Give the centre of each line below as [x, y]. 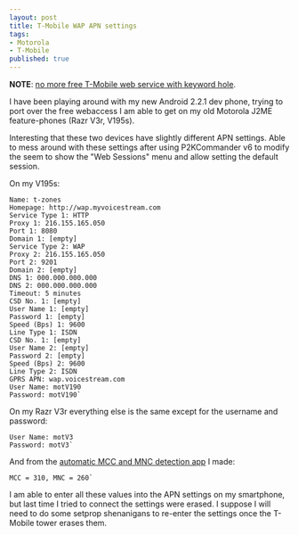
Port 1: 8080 [33, 231]
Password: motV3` [41, 445]
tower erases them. [72, 523]
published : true [39, 59]
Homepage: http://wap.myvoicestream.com [85, 208]
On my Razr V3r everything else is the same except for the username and [144, 412]
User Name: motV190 [45, 387]
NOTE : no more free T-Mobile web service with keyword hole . [123, 84]
